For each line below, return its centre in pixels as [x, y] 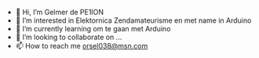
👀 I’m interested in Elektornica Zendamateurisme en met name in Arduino [133, 20]
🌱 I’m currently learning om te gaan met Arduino [93, 29]
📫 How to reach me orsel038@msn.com [82, 46]
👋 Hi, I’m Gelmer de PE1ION [60, 12]
